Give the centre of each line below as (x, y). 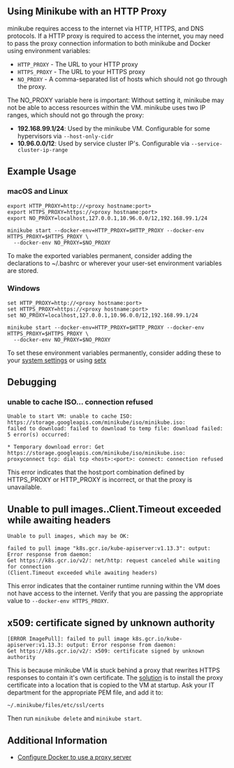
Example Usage (42, 172)
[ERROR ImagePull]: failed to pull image (68, 639)
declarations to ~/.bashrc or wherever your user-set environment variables (115, 263)
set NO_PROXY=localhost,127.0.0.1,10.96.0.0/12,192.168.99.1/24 (103, 315)
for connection (29, 567)
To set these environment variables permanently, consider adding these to (114, 353)
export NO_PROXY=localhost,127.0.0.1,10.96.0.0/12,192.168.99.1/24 (108, 218)
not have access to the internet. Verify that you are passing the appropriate (115, 593)
